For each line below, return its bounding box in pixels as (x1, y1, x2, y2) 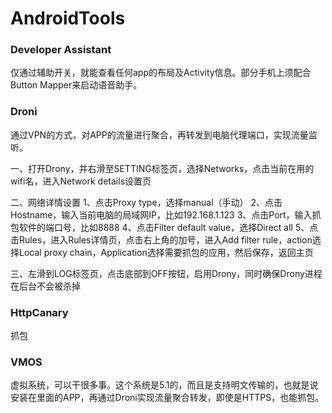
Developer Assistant (10, 43, 112, 57)
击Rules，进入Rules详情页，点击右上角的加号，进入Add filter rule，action (10, 233, 313, 246)
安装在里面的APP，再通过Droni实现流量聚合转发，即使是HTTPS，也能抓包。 (10, 392, 325, 404)
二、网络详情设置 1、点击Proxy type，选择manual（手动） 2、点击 (10, 196, 283, 208)
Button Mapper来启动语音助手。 (10, 79, 143, 91)
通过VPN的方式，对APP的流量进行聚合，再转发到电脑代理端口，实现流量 (10, 128, 309, 141)
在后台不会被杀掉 (10, 280, 81, 292)
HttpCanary (10, 305, 69, 319)
